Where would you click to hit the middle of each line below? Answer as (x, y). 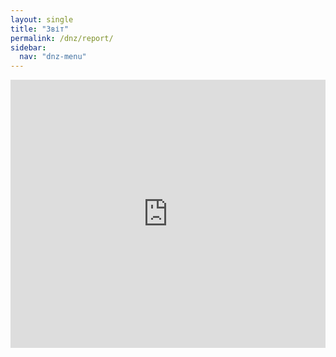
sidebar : (28, 47)
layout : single (42, 19)
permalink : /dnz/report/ (62, 38)
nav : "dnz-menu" (53, 57)
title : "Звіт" (40, 29)
